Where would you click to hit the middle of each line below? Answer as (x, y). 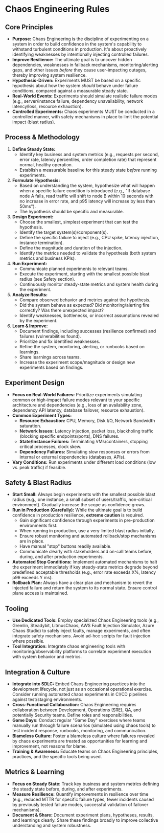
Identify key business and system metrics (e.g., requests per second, (89, 154)
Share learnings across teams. (50, 357)
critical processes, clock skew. (50, 447)
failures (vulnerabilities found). (50, 336)
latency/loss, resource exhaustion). (47, 106)
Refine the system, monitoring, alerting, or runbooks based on (82, 346)
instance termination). (42, 243)
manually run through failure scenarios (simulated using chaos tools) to (84, 725)
